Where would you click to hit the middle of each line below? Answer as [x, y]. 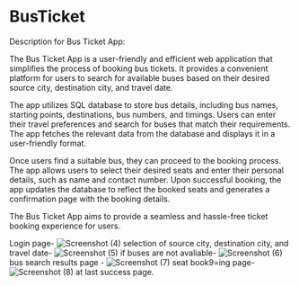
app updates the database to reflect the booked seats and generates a [140, 189]
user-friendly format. [48, 143]
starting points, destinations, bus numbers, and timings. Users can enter [143, 114]
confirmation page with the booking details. [90, 199]
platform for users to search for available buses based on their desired [140, 77]
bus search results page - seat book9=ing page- [132, 262]
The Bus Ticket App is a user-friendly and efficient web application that [141, 58]
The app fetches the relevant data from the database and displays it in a [142, 133]
